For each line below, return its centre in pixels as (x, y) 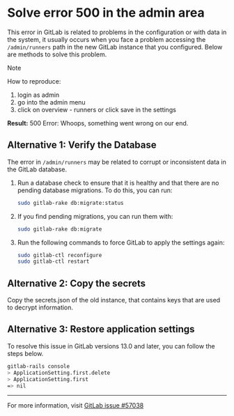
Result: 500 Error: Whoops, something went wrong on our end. (98, 123)
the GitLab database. (37, 169)
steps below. (25, 353)
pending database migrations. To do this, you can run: (95, 190)
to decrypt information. (40, 307)
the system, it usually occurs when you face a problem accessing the (107, 39)
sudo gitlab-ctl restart (53, 262)
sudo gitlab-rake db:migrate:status (70, 203)
